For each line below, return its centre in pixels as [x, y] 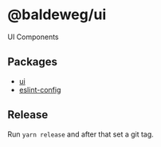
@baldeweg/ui [57, 15]
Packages [32, 62]
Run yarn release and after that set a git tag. [81, 134]
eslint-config [40, 89]
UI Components [33, 37]
